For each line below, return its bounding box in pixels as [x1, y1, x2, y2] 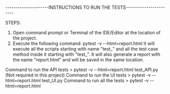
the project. [12, 35, 37, 41]
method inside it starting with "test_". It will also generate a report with [12, 51, 161, 57]
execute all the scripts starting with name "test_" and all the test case [12, 46, 158, 52]
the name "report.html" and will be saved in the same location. [12, 57, 144, 63]
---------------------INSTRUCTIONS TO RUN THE [5, 5, 111, 10]
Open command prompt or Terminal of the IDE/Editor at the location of [12, 30, 161, 35]
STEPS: [5, 20, 21, 26]
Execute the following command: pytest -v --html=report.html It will [12, 40, 155, 46]
